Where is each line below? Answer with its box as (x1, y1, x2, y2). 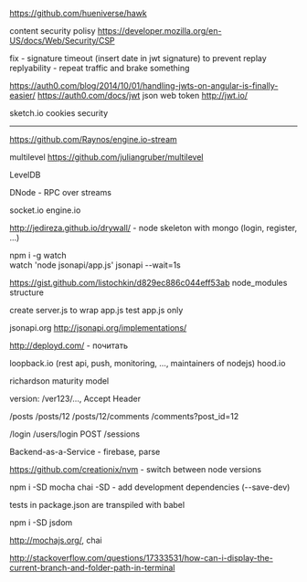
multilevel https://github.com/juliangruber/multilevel (9, 152, 204, 163)
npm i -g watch (9, 250, 67, 260)
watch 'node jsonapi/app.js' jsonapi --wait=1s (9, 259, 181, 270)
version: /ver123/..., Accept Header (9, 393, 142, 404)
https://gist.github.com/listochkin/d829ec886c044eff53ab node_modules (9, 278, 288, 288)
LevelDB (9, 169, 41, 180)
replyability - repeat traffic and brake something (9, 63, 190, 73)
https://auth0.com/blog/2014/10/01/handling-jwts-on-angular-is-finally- (9, 80, 279, 90)
